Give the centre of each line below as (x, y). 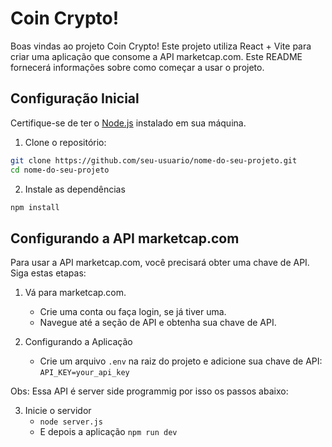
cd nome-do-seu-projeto (60, 170)
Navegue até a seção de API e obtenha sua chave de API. (158, 323)
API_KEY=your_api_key (84, 373)
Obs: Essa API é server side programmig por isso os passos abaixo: (149, 391)
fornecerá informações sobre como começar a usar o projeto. (137, 67)
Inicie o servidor (58, 411)
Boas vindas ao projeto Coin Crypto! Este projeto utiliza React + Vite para (161, 46)
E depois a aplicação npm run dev (108, 432)
